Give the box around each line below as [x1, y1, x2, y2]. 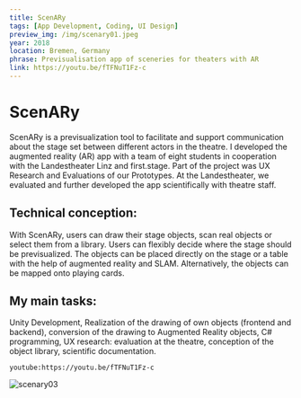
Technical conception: [9, 206, 137, 221]
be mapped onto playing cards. [9, 267, 125, 279]
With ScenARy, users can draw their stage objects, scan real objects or [9, 229, 272, 240]
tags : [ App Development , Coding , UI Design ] [9, 22, 179, 31]
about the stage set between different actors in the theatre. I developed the [9, 141, 288, 152]
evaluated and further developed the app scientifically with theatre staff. [9, 179, 277, 190]
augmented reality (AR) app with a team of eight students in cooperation [9, 150, 277, 162]
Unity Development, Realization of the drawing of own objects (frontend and [9, 317, 292, 328]
